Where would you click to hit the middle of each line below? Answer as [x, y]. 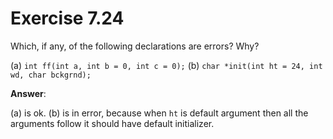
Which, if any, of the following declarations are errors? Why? [135, 46]
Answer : [28, 93]
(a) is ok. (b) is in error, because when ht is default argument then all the [159, 113]
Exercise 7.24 [67, 18]
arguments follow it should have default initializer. [112, 123]
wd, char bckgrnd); [51, 75]
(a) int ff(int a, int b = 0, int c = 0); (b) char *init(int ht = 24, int [166, 65]
